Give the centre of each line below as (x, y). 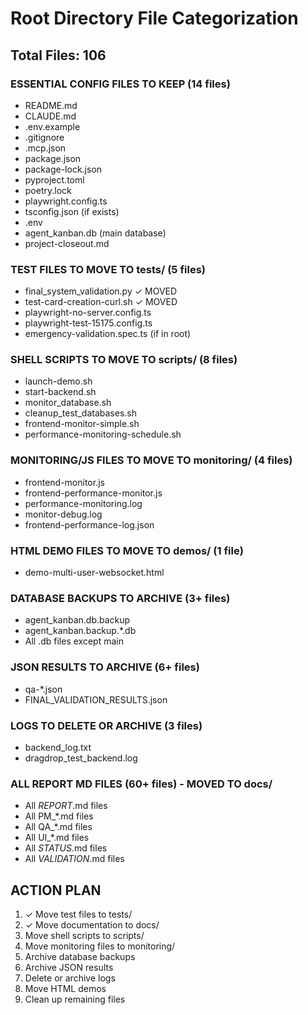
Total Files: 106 (58, 55)
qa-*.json (43, 689)
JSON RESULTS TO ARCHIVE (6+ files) (105, 667)
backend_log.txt (58, 747)
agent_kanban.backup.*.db (80, 631)
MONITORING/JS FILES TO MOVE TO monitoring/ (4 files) (151, 460)
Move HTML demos (65, 989)
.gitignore (44, 137)
